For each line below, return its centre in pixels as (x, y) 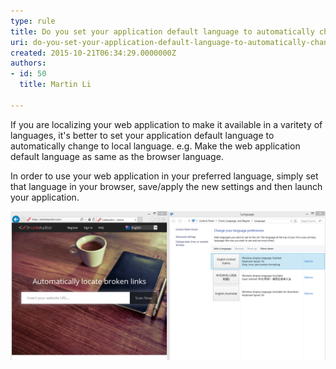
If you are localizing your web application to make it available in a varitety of (166, 124)
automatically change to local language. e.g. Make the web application (155, 146)
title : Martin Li (55, 85)
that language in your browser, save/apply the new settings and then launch (166, 186)
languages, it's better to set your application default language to (142, 135)
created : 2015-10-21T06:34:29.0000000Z (93, 53)
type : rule (33, 21)
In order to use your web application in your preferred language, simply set (164, 176)
